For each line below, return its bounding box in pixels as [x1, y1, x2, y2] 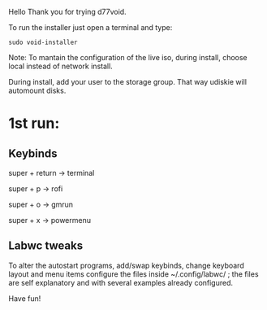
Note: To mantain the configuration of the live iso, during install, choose [8, 53, 248, 62]
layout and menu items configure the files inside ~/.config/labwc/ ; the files [8, 269, 259, 279]
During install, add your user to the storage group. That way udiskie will [8, 77, 248, 86]
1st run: [8, 114, 60, 133]
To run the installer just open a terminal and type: [8, 23, 173, 32]
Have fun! [8, 293, 41, 303]
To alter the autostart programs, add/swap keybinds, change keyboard [8, 260, 245, 270]
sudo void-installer [8, 38, 79, 46]
